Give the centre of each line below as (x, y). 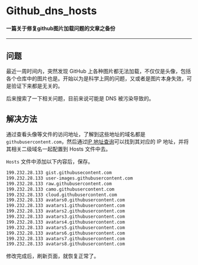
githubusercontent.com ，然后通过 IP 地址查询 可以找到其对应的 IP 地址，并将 (98, 142)
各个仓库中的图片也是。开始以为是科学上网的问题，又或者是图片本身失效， (96, 78)
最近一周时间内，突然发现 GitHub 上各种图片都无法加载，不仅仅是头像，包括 (99, 71)
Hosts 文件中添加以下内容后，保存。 (49, 162)
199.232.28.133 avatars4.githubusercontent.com (66, 222)
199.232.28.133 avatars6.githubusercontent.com (66, 233)
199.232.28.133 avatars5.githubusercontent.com (66, 228)
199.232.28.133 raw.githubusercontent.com (59, 184)
